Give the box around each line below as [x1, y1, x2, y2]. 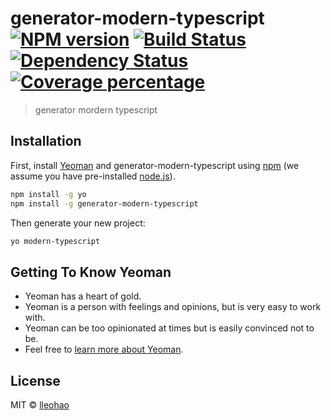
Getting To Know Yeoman [10, 263, 172, 281]
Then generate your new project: [10, 217, 146, 229]
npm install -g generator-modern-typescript [10, 198, 199, 209]
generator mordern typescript [34, 103, 158, 116]
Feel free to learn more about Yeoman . [24, 343, 184, 356]
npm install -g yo [10, 189, 87, 199]
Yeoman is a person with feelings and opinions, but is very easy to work [24, 301, 322, 313]
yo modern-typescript [10, 236, 101, 246]
